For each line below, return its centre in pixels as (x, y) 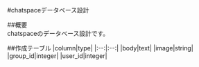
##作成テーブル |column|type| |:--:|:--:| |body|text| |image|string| (101, 48)
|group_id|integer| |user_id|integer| (57, 56)
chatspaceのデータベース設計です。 (58, 33)
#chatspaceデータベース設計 (48, 10)
